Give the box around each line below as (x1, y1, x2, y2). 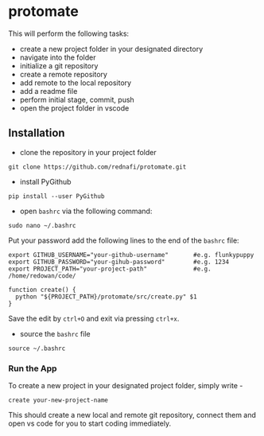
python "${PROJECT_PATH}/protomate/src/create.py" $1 (15, 293, 197, 301)
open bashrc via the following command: (19, 206, 153, 216)
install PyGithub (19, 177, 72, 186)
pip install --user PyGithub (8, 192, 105, 200)
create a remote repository (19, 69, 107, 79)
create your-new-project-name (8, 396, 109, 404)
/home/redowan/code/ (8, 271, 77, 280)
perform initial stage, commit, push (19, 95, 135, 104)
